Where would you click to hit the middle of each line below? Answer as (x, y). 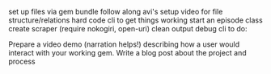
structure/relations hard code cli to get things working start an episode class (135, 20)
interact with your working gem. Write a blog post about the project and (127, 53)
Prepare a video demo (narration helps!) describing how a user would (124, 44)
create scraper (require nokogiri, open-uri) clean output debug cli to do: (128, 29)
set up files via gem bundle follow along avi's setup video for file (116, 12)
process (22, 61)
